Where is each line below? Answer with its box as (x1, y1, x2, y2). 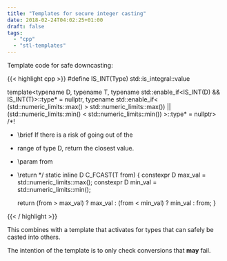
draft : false (7, 23, 45, 30)
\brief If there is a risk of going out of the (17, 130, 133, 139)
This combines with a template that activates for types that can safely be (7, 226, 214, 233)
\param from (17, 157, 53, 166)
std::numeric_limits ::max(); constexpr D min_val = (17, 178, 157, 186)
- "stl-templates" (13, 42, 67, 49)
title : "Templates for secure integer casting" (7, 10, 147, 17)
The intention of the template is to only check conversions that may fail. (7, 246, 211, 254)
